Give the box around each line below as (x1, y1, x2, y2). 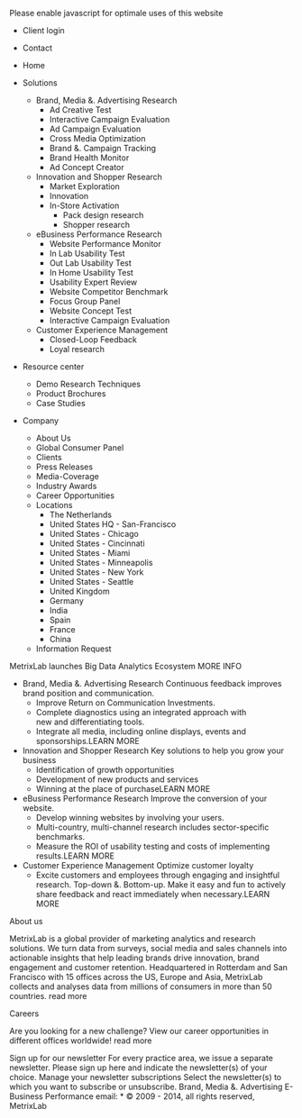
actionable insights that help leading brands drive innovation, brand (9, 952, 260, 963)
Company (22, 415, 59, 426)
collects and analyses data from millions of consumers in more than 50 (9, 981, 272, 992)
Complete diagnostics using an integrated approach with (35, 707, 247, 717)
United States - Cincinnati (49, 538, 146, 549)
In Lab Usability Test (49, 248, 125, 259)
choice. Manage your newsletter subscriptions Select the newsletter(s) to (9, 1072, 282, 1082)
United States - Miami (49, 548, 131, 558)
